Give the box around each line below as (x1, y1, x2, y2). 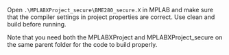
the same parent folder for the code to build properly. (7, 41, 158, 48)
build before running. (7, 20, 67, 28)
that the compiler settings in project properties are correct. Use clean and (7, 13, 215, 21)
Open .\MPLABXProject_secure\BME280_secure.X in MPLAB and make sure (7, 6, 214, 14)
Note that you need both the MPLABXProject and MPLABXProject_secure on (7, 33, 223, 41)
